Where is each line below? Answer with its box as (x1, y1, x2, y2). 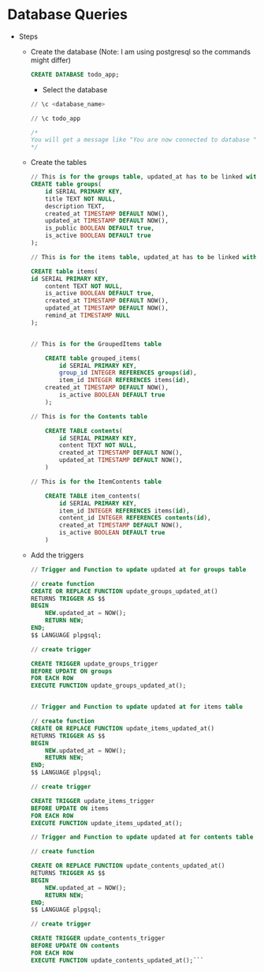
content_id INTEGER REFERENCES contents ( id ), (58, 514, 211, 522)
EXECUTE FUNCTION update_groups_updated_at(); (30, 681, 187, 690)
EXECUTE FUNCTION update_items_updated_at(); (30, 819, 183, 827)
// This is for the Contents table (30, 412, 147, 420)
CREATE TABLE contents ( (45, 426, 123, 435)
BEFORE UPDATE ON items (30, 804, 110, 813)
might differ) (30, 55, 72, 65)
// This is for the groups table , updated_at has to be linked (30, 173, 244, 181)
